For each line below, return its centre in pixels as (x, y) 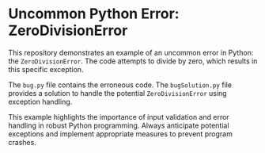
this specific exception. (46, 69)
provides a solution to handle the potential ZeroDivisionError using (117, 93)
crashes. (23, 142)
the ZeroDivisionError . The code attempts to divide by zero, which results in (133, 61)
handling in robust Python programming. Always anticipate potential (119, 125)
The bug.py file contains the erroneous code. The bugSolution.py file (120, 85)
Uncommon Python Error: (94, 14)
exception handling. (40, 101)
